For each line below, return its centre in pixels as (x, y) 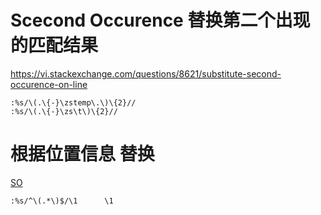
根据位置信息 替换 (82, 154)
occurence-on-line (49, 84)
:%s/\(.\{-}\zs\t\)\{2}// (64, 111)
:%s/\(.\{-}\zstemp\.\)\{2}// (73, 102)
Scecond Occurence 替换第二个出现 (160, 20)
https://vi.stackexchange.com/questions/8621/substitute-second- (146, 73)
